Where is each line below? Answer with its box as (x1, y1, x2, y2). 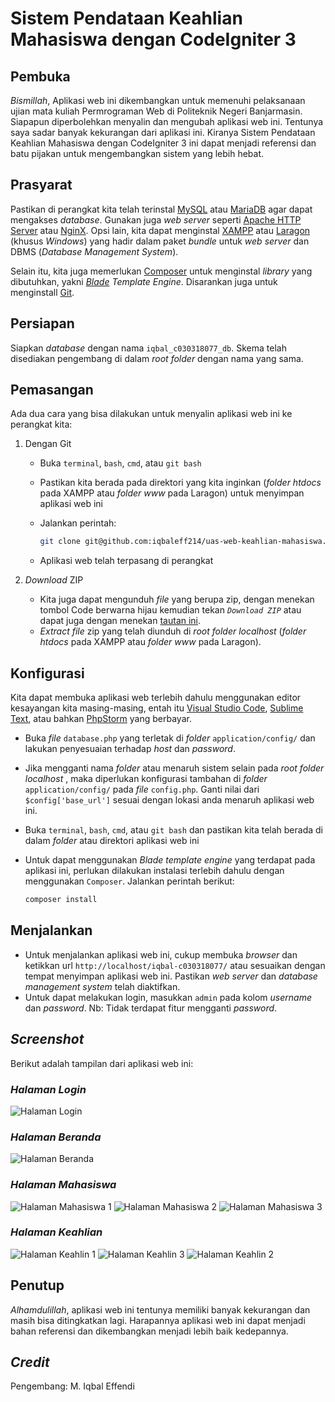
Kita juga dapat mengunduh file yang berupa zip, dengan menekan (39, 593, 315, 606)
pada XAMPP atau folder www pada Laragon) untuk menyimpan (39, 487, 305, 499)
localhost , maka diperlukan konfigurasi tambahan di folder (24, 773, 268, 785)
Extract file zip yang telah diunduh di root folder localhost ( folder (39, 625, 307, 637)
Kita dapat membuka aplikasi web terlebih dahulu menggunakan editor (10, 692, 302, 704)
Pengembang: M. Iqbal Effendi (10, 1380, 135, 1392)
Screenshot (10, 1031, 85, 1048)
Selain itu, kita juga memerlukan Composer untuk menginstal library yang (10, 265, 313, 277)
